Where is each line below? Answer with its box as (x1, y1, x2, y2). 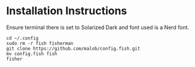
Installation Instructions (6, 4, 127, 18)
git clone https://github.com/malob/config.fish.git (6, 46, 141, 52)
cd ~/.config (6, 35, 39, 41)
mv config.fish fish (6, 50, 58, 57)
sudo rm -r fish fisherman (6, 40, 74, 46)
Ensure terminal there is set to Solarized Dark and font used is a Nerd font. (6, 24, 190, 31)
